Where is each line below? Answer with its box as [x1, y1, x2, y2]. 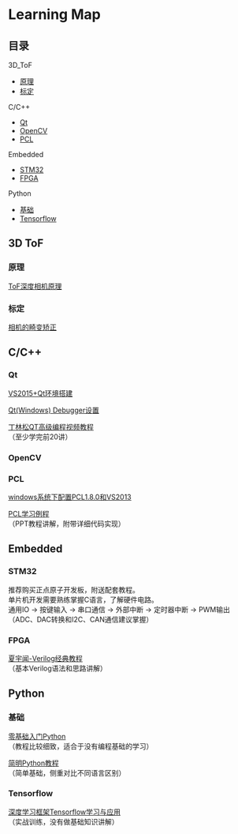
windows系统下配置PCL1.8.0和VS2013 [8, 492, 132, 502]
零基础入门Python [8, 731, 66, 741]
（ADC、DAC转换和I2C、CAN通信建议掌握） [8, 614, 154, 624]
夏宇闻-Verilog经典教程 [8, 653, 83, 663]
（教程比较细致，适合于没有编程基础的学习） [8, 741, 154, 751]
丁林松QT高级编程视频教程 [8, 422, 95, 431]
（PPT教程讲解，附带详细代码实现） [8, 519, 125, 528]
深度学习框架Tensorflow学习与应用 [8, 807, 121, 817]
